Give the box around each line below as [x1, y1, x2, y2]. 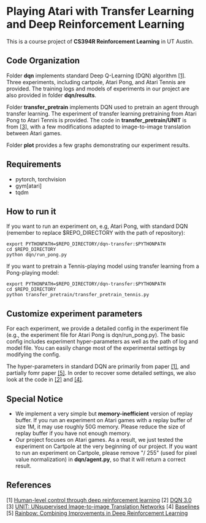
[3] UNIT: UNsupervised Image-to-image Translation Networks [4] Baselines [6, 503, 200, 510]
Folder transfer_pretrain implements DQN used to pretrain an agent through [6, 103, 199, 111]
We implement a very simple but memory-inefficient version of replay [15, 410, 193, 417]
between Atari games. [6, 129, 63, 136]
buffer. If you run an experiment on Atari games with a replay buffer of [15, 417, 193, 423]
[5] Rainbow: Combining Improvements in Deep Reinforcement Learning [6, 509, 188, 517]
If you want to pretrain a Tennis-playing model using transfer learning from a [6, 262, 199, 270]
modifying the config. [6, 351, 61, 358]
